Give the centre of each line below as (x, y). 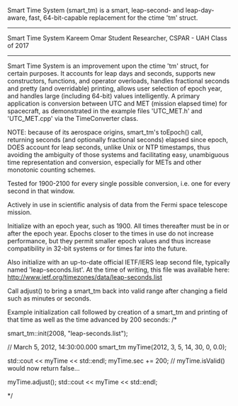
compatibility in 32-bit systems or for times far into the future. (97, 248)
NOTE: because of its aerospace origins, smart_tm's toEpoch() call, (105, 132)
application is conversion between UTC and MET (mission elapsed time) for (118, 103)
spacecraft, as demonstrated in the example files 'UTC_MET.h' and (105, 111)
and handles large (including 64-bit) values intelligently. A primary (104, 96)
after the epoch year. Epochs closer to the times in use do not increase (110, 233)
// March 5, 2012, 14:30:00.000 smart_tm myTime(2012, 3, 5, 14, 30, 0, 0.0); (117, 347)
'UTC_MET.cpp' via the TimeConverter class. (73, 118)
